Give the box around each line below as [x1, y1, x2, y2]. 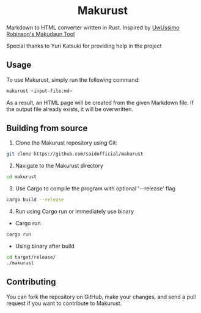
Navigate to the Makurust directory [15, 162, 104, 170]
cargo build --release [6, 196, 64, 203]
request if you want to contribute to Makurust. [6, 300, 122, 307]
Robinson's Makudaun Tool [6, 30, 75, 37]
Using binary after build [15, 242, 75, 250]
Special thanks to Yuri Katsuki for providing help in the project [6, 42, 162, 49]
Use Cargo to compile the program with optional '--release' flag [15, 185, 176, 192]
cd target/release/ [6, 254, 56, 260]
